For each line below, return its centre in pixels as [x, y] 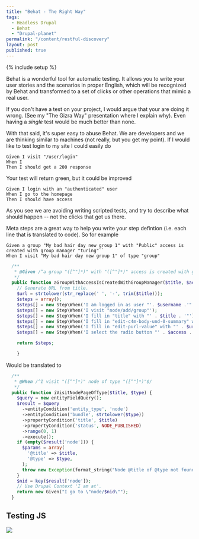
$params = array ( [43, 448]
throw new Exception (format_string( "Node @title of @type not [100, 470]
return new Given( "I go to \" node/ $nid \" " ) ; [73, 492]
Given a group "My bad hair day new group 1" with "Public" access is [95, 245]
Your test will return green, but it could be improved [69, 178]
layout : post [22, 45]
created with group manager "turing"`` [55, 251]
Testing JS [26, 516]
